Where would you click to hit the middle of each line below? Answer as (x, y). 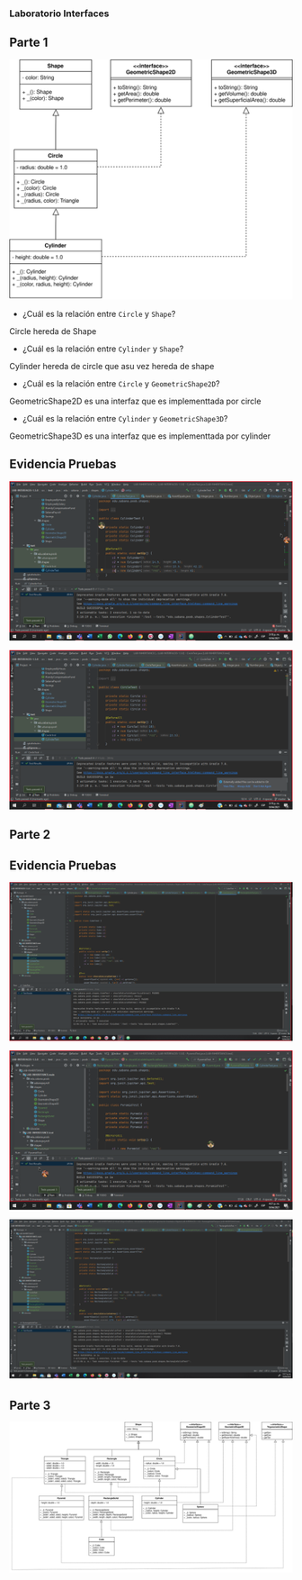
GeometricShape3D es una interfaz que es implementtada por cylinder (140, 436)
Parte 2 (30, 835)
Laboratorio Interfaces (59, 14)
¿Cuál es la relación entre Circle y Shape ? (99, 313)
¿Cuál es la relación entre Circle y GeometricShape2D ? (121, 383)
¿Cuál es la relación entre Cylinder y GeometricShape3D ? (125, 418)
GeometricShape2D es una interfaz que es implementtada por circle (135, 401)
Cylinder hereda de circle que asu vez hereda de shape (112, 366)
